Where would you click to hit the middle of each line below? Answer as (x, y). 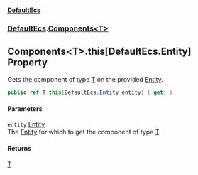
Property (28, 62)
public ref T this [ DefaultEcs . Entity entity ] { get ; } (90, 92)
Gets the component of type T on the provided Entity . (85, 80)
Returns (20, 148)
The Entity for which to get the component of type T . (84, 132)
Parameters (25, 108)
